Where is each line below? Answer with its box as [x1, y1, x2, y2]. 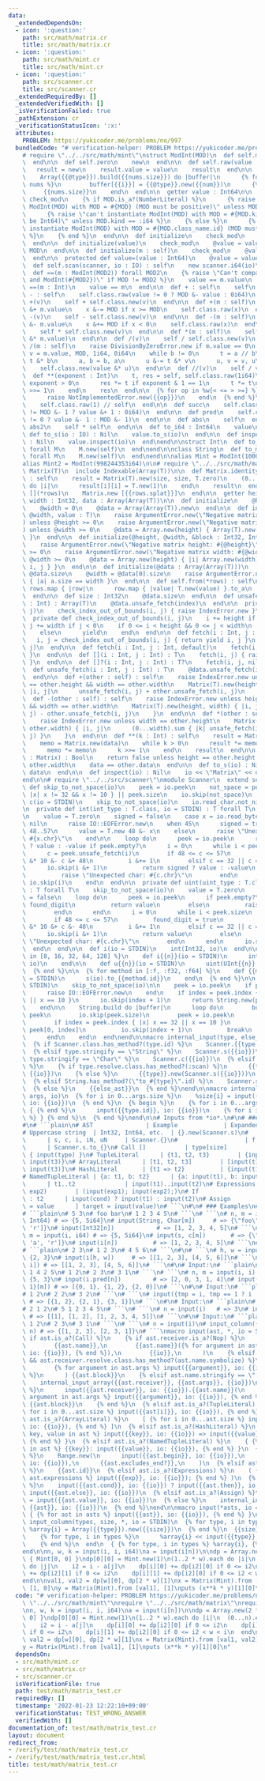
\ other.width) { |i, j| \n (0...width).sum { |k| [22, 724, 207, 732]
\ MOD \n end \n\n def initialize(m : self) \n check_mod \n [22, 247, 231, 255]
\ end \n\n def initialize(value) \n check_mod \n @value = [22, 240, 242, 247]
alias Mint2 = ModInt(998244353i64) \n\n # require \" [22, 460, 200, 468]
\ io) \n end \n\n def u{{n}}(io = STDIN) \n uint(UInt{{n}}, [22, 960, 259, 968]
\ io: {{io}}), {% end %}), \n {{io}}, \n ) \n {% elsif [22, 1349, 256, 1357]
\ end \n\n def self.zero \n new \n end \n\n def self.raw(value [22, 159, 252, 167]
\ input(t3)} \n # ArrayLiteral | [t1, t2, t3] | [22, 1158, 224, 1166]
